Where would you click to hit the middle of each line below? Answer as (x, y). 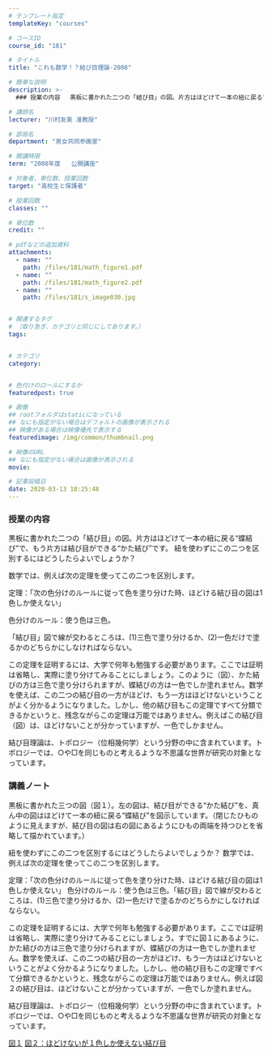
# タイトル (24, 60)
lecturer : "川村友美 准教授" (53, 119)
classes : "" (28, 208)
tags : (17, 334)
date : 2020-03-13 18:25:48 (54, 489)
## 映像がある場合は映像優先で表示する (65, 430)
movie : (19, 467)
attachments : (30, 253)
